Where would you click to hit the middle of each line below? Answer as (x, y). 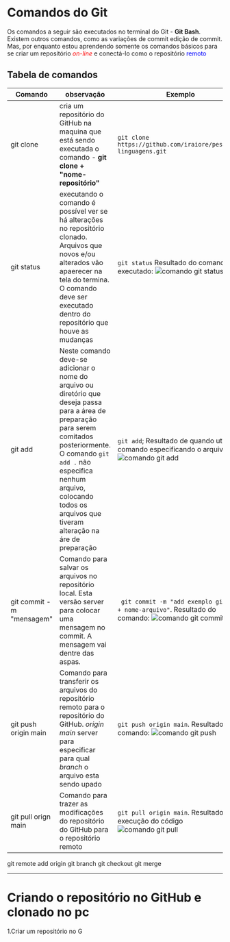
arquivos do (78, 690)
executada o (79, 149)
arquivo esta (79, 776)
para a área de (82, 410)
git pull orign (31, 817)
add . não (75, 462)
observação (85, 94)
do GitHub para (84, 829)
